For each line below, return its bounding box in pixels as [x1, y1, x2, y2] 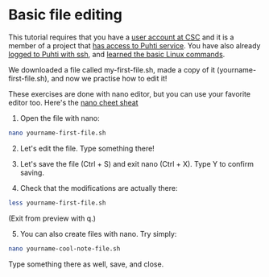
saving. [19, 167, 44, 177]
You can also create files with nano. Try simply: [19, 229, 177, 238]
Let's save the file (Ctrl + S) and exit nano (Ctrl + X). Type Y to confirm [19, 159, 254, 168]
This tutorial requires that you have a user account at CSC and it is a [8, 32, 234, 42]
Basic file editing [8, 6, 122, 24]
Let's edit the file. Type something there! [19, 143, 155, 153]
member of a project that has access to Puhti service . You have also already [8, 40, 261, 50]
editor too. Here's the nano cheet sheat [8, 97, 139, 107]
